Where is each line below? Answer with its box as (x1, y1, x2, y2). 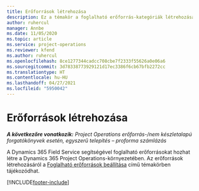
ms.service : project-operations (6, 42, 86, 48)
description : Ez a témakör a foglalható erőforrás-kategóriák (6, 14, 163, 20)
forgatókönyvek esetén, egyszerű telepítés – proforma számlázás (6, 137, 167, 144)
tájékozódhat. (6, 167, 40, 174)
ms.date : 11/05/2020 (6, 31, 58, 37)
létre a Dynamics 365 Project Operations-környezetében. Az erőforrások (6, 154, 184, 161)
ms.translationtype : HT (6, 69, 66, 75)
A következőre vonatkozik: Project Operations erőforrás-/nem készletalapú (6, 131, 193, 138)
